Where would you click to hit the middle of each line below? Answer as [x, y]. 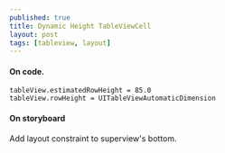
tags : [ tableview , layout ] [60, 43]
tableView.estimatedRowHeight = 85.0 [80, 91]
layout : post [34, 34]
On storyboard [37, 119]
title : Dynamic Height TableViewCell [80, 26]
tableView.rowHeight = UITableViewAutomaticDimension [113, 99]
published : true [40, 18]
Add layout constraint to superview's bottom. [94, 138]
